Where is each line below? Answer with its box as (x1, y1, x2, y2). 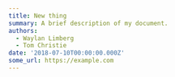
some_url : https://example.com (8, 57, 114, 65)
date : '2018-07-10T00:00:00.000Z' (8, 49, 126, 57)
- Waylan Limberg (15, 34, 75, 43)
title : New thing (8, 11, 67, 20)
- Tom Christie (15, 42, 67, 50)
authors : (8, 26, 38, 34)
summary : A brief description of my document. (8, 19, 169, 27)
